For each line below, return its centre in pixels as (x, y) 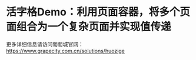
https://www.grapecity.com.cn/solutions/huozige (66, 51)
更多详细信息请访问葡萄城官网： (45, 44)
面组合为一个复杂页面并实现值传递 (89, 27)
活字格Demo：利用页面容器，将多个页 (98, 12)
